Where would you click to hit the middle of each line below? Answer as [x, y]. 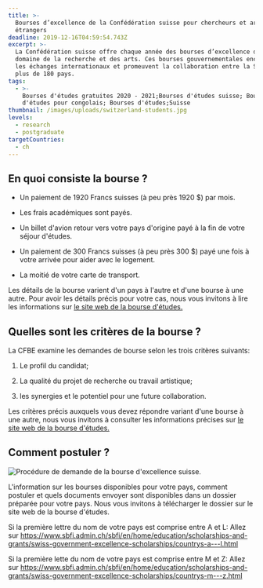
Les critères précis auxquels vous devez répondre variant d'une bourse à [126, 411]
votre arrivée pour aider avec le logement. [87, 260]
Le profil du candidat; [54, 365]
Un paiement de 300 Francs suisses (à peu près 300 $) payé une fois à [134, 251]
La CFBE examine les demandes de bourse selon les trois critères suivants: [129, 351]
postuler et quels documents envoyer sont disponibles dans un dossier [122, 495]
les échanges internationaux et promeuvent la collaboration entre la [133, 67]
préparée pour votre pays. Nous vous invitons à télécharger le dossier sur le [131, 503]
